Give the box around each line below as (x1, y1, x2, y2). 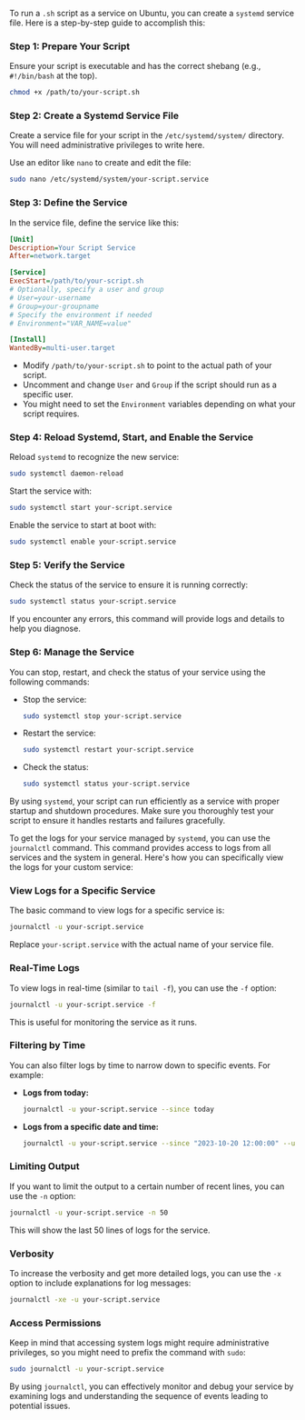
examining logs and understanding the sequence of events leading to (9, 1391, 269, 1402)
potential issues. (9, 1400, 71, 1412)
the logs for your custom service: (9, 862, 133, 873)
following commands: (9, 676, 90, 687)
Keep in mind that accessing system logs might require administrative (9, 1337, 270, 1348)
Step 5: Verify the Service (9, 558, 125, 571)
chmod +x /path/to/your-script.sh (9, 88, 141, 97)
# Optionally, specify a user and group (9, 285, 165, 295)
